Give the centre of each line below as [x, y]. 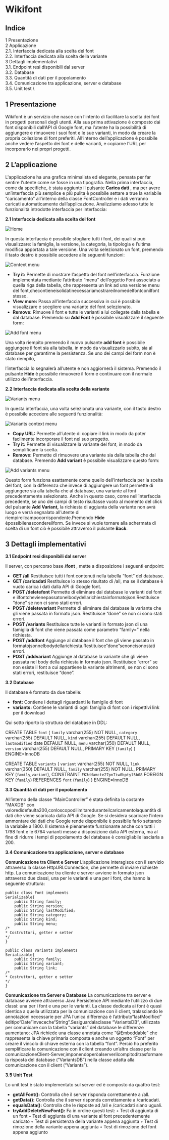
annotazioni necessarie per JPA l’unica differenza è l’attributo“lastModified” [83, 1017]
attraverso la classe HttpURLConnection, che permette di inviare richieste [81, 868]
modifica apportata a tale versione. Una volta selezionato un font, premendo [84, 249]
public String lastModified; [45, 911]
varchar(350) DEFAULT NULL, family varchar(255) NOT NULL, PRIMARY [80, 769]
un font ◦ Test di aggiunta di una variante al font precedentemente [81, 1116]
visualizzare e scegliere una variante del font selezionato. [72, 307]
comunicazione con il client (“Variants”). [47, 1065]
